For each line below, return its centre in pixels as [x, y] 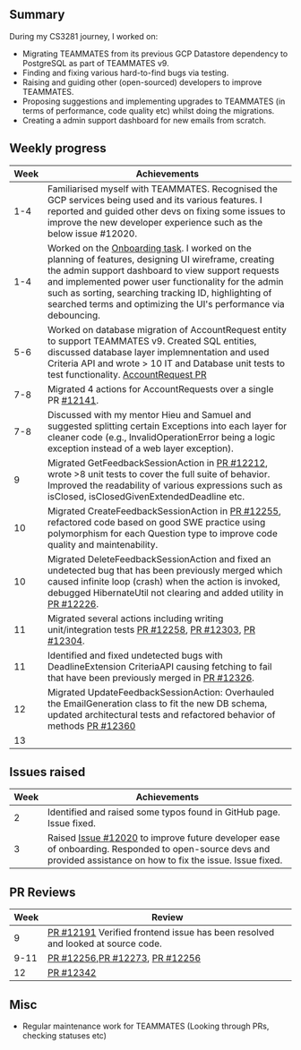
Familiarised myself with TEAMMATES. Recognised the [163, 189]
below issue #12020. [93, 234]
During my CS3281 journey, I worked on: [84, 36]
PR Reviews [43, 892]
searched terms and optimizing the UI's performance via [166, 303]
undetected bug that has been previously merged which [165, 570]
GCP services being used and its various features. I [155, 200]
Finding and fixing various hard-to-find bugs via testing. [125, 73]
